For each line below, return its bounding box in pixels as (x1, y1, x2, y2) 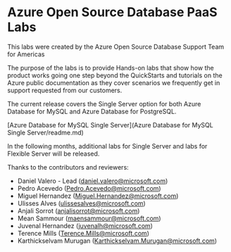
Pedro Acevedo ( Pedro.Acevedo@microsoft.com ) (17, 184, 161, 192)
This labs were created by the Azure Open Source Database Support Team (7, 42, 225, 51)
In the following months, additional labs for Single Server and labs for (7, 141, 208, 150)
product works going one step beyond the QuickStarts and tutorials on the (7, 71, 223, 80)
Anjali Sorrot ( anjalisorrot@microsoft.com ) (17, 206, 140, 215)
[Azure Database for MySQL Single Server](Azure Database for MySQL (7, 120, 213, 129)
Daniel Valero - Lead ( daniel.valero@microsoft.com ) (17, 177, 168, 185)
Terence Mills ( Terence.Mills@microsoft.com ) (17, 229, 150, 237)
